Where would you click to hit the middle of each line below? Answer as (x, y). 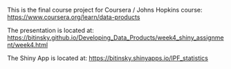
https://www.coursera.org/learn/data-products (74, 17)
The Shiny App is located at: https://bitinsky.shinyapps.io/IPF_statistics (108, 58)
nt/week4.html (28, 45)
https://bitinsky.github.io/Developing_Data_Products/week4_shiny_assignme (115, 38)
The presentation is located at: (51, 30)
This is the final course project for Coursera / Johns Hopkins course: (105, 10)
